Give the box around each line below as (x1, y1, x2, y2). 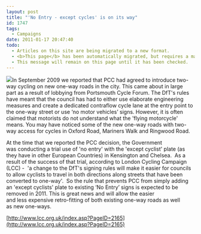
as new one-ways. (6, 202, 52, 210)
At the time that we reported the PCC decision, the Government (6, 139, 163, 146)
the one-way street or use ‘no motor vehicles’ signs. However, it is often (6, 108, 184, 115)
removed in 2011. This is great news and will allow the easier (6, 190, 154, 197)
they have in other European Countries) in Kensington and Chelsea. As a (6, 151, 186, 159)
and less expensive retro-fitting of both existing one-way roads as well (6, 196, 181, 203)
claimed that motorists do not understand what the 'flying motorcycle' (6, 115, 178, 122)
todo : (6, 43, 20, 49)
